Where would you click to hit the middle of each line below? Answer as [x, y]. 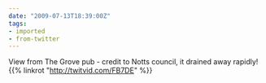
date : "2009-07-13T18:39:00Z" [60, 16]
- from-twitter [34, 39]
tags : [17, 24]
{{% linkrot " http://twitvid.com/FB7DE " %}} [81, 71]
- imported [27, 31]
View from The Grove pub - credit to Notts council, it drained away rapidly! [133, 62]
